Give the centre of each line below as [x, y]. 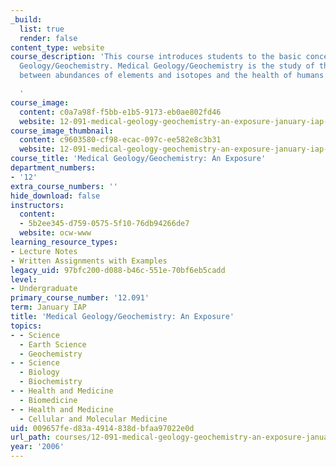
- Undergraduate [44, 289]
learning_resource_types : [64, 242]
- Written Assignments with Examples [89, 261]
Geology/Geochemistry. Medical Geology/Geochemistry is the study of [167, 66]
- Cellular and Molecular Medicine [93, 419]
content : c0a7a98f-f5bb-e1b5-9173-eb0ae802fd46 [120, 112]
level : [24, 279]
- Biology [39, 372]
